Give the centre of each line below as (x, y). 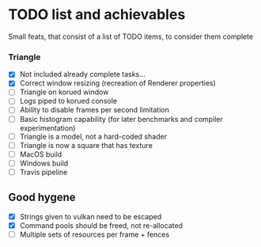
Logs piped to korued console (68, 101)
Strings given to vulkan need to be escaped (91, 216)
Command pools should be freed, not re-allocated (101, 225)
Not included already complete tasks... (83, 74)
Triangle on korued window (64, 92)
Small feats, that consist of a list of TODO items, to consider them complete (131, 36)
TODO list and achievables (97, 15)
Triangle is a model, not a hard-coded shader (93, 136)
